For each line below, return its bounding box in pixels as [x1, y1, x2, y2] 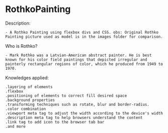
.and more [5, 124, 26, 129]
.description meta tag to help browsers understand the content [5, 115, 143, 120]
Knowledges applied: [5, 74, 49, 81]
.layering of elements [5, 84, 53, 89]
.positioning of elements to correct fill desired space [5, 93, 127, 98]
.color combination [5, 106, 46, 111]
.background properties [5, 97, 55, 102]
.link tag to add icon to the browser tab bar [5, 119, 105, 124]
